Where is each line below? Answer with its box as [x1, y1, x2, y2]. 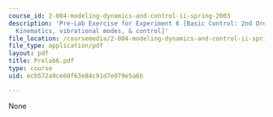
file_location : [8, 34, 60, 43]
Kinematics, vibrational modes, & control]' [15, 27, 169, 35]
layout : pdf [8, 49, 49, 57]
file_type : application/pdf [8, 42, 104, 50]
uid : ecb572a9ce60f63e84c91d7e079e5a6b [8, 72, 144, 80]
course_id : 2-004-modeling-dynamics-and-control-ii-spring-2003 [8, 11, 231, 20]
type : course [8, 65, 53, 73]
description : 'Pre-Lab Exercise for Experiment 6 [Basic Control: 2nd [8, 19, 253, 27]
